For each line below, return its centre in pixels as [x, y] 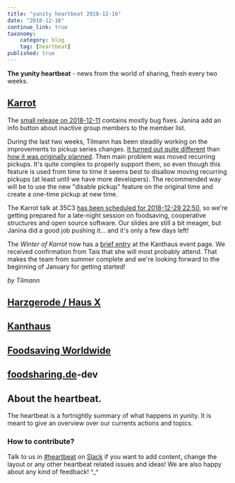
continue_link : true [38, 27]
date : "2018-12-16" [36, 21]
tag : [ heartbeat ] [46, 47]
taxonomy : [22, 34]
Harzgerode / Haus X [54, 302]
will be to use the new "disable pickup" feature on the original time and [110, 186]
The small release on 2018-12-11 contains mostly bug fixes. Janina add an [114, 120]
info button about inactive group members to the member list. [97, 127]
